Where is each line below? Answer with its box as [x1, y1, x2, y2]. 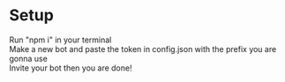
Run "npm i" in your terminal [9, 34, 112, 45]
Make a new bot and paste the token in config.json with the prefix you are [9, 43, 277, 54]
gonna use [9, 53, 49, 63]
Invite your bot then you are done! [9, 63, 132, 73]
